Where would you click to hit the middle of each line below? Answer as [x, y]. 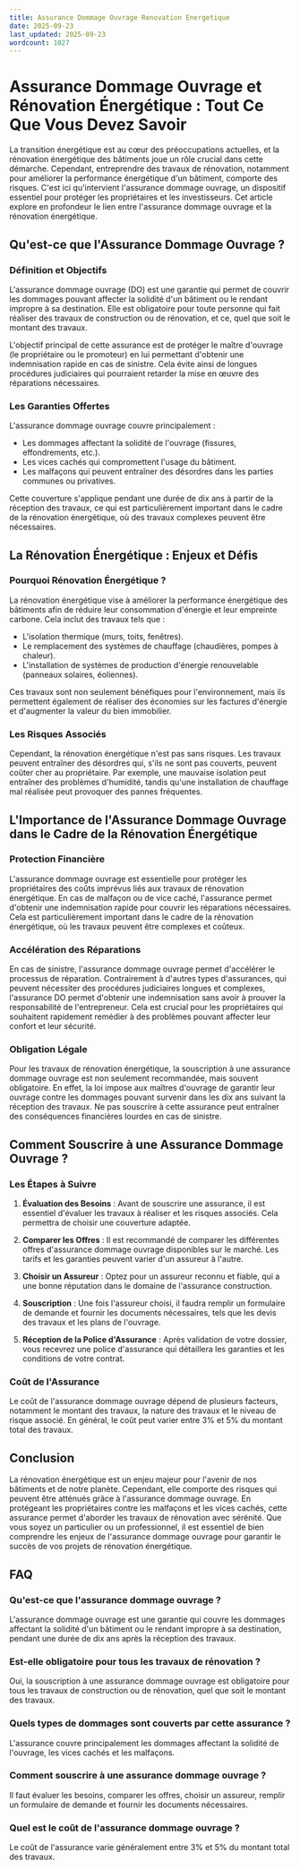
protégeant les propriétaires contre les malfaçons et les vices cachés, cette [149, 1508]
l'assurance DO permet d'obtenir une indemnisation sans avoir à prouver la [148, 998]
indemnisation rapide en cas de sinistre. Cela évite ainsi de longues [133, 364]
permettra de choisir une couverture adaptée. [106, 1222]
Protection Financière [57, 859]
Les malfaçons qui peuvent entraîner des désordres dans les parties [148, 472]
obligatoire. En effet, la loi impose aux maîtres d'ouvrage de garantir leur [142, 1088]
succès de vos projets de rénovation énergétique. [101, 1547]
